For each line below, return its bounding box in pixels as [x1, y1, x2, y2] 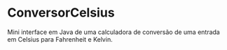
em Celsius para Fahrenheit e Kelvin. [7, 35, 113, 43]
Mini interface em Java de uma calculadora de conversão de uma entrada [7, 28, 221, 36]
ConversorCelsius [7, 5, 115, 21]
